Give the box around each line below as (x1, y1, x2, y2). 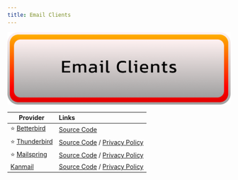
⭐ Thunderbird (10, 137, 53, 145)
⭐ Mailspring (10, 150, 47, 158)
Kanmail (10, 162, 34, 171)
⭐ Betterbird (10, 124, 46, 133)
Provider (18, 114, 45, 122)
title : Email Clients (7, 11, 72, 18)
